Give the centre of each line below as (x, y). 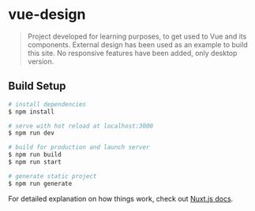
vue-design (47, 15)
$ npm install (32, 112)
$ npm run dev (32, 133)
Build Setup (37, 86)
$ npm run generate (40, 183)
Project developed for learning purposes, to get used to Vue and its (137, 36)
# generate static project (52, 176)
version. (41, 61)
